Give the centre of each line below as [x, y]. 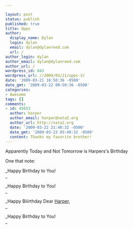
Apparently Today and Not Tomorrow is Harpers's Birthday [67, 151]
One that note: [20, 161]
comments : [16, 104]
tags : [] [14, 99]
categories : [18, 90]
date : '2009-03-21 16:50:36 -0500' [43, 81]
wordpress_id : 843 [25, 71]
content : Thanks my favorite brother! [51, 137]
